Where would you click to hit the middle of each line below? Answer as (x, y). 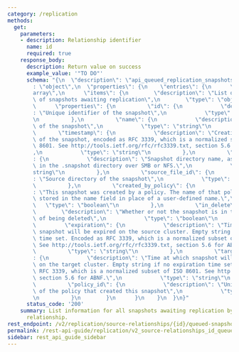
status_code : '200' (55, 304)
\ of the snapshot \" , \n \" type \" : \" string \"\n (122, 126)
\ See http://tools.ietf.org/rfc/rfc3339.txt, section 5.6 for (128, 245)
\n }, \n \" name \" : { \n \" (117, 119)
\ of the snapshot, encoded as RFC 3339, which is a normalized (130, 139)
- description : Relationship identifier (81, 40)
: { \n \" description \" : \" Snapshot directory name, (128, 159)
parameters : (38, 34)
